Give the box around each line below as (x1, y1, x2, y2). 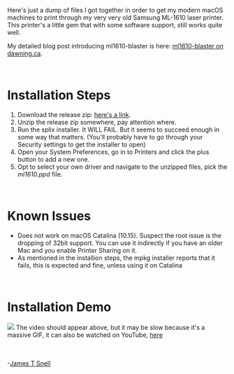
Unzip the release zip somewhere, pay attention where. (17, 118, 177, 126)
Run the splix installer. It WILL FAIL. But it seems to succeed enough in (17, 125, 220, 134)
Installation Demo (7, 299, 112, 315)
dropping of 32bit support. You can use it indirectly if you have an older (17, 238, 224, 247)
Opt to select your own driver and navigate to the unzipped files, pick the (17, 162, 228, 171)
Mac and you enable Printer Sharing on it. (17, 246, 138, 254)
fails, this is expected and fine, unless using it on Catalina (17, 261, 183, 269)
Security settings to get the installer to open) (17, 140, 146, 148)
